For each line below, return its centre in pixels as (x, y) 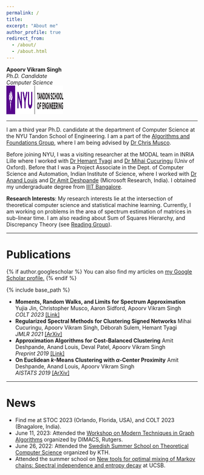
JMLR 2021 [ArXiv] (39, 334)
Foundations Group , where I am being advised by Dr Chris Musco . (89, 142)
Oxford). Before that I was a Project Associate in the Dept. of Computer (95, 167)
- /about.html (29, 52)
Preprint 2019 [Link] (40, 353)
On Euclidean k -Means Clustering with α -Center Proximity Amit (97, 360)
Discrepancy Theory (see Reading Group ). (59, 224)
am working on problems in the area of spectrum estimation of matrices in (99, 211)
